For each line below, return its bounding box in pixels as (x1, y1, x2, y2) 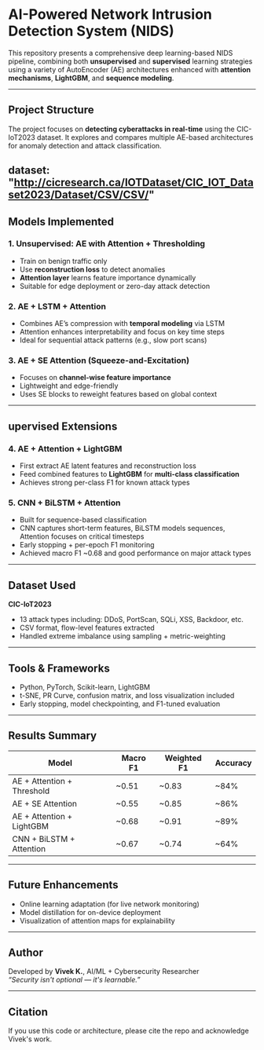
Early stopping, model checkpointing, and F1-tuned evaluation (19, 699, 221, 708)
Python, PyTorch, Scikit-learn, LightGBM (19, 682, 151, 692)
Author (8, 946, 43, 960)
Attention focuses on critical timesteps (19, 532, 145, 541)
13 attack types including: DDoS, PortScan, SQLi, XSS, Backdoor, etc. (19, 615, 244, 624)
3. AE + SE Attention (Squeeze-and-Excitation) (8, 355, 190, 366)
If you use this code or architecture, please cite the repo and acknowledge (8, 1026, 249, 1036)
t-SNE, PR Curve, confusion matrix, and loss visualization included (19, 691, 235, 701)
